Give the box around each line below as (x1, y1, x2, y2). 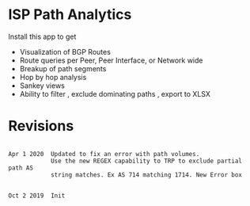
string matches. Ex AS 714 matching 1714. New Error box (50, 170, 243, 179)
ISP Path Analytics (8, 6, 132, 24)
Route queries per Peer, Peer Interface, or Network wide (19, 55, 203, 65)
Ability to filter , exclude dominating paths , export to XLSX (19, 89, 211, 98)
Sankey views (19, 81, 65, 90)
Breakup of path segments (19, 63, 107, 73)
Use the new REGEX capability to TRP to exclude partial (50, 157, 243, 165)
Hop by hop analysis (19, 72, 87, 82)
